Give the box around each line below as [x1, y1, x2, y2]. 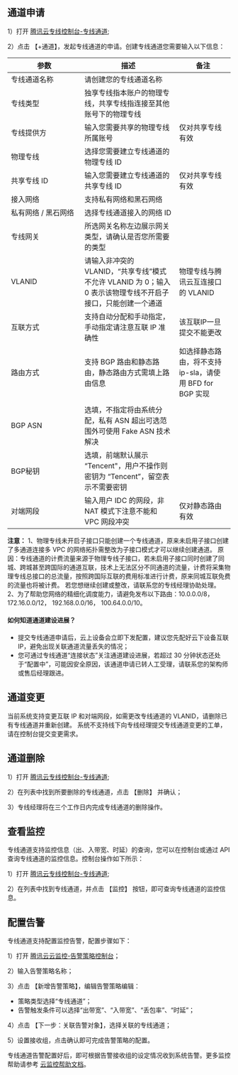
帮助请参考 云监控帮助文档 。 [7, 1060, 90, 1069]
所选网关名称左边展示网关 [84, 221, 170, 231]
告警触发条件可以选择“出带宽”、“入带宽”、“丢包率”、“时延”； [17, 1006, 195, 1015]
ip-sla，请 [178, 367, 214, 377]
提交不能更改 [178, 328, 222, 337]
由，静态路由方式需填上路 [84, 367, 170, 377]
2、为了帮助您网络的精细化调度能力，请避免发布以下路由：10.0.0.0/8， [7, 589, 214, 598]
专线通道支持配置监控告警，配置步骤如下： [7, 936, 132, 945]
